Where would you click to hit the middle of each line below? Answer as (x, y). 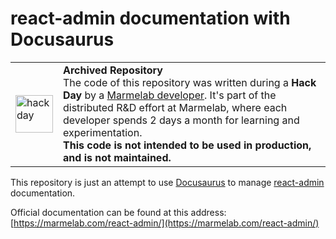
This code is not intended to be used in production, (187, 145)
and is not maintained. (117, 157)
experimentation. (103, 132)
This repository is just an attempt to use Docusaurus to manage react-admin (167, 182)
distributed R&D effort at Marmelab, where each (175, 107)
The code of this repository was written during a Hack (190, 82)
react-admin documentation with (150, 18)
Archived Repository (113, 70)
